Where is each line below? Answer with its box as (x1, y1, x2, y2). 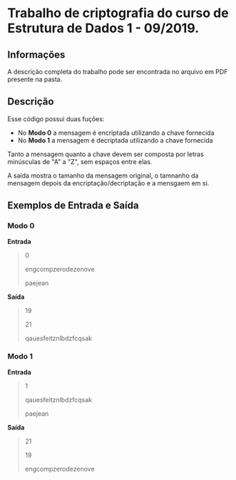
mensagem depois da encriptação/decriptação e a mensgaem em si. (7, 178, 210, 187)
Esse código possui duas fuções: (7, 114, 105, 123)
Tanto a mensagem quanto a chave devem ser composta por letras (7, 150, 205, 158)
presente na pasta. (7, 75, 63, 83)
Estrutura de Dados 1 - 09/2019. (7, 20, 200, 36)
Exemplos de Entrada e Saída (7, 200, 139, 212)
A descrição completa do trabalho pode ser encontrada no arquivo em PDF (7, 68, 228, 76)
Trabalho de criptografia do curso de (7, 5, 230, 21)
